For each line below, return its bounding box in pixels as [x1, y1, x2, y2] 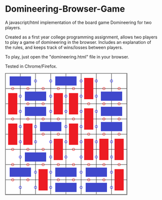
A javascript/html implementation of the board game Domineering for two [5, 19, 152, 25]
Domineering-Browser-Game [5, 3, 125, 15]
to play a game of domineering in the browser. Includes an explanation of [5, 39, 152, 45]
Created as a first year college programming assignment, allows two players [5, 34, 158, 40]
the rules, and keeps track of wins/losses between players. [5, 44, 123, 50]
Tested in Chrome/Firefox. [5, 63, 57, 69]
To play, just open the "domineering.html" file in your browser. [5, 54, 129, 59]
